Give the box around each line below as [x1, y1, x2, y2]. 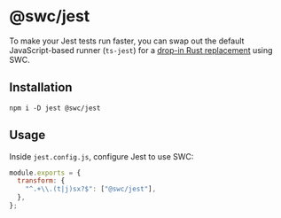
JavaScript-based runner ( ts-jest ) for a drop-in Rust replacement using [9, 44, 273, 55]
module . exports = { [9, 168, 82, 177]
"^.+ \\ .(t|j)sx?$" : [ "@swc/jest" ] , [25, 184, 157, 194]
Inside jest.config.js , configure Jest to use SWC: [9, 151, 194, 161]
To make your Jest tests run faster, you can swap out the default [9, 35, 245, 46]
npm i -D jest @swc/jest [9, 104, 101, 113]
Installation [9, 80, 73, 95]
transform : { [17, 176, 66, 185]
